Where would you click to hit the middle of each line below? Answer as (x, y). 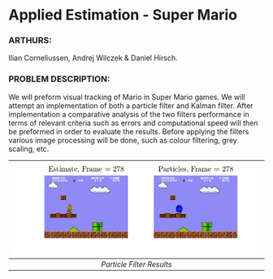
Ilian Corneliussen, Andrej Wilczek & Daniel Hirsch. (93, 58)
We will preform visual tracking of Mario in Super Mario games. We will (127, 97)
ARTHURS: (30, 41)
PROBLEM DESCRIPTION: (59, 79)
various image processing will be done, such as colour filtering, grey (123, 140)
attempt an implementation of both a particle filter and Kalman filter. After (131, 105)
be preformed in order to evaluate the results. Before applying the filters (129, 131)
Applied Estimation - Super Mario (123, 15)
